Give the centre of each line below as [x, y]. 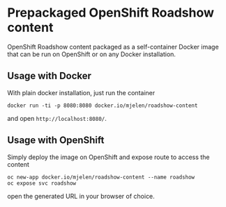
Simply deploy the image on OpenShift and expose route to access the [108, 157]
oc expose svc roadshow [42, 183]
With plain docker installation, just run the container [81, 92]
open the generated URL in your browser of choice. [81, 196]
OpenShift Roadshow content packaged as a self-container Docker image [113, 47]
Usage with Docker [50, 76]
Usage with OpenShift [56, 140]
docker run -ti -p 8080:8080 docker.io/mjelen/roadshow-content [103, 106]
